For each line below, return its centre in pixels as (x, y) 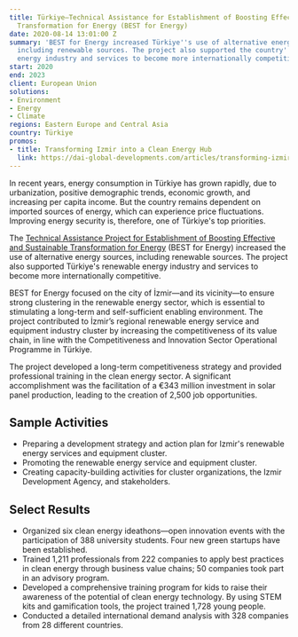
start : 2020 (31, 67)
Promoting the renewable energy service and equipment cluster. (139, 463)
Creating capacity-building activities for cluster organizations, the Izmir (152, 472)
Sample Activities (59, 422)
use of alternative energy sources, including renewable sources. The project (149, 256)
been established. (55, 550)
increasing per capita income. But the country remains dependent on (135, 201)
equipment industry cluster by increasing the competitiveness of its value (143, 330)
